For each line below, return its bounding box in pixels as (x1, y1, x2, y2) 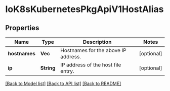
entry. (60, 68, 74, 74)
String (40, 64, 56, 71)
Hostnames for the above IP (60, 47, 126, 54)
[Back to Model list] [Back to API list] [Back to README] (5, 80, 121, 86)
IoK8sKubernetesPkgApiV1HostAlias (5, 4, 164, 15)
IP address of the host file (60, 61, 121, 68)
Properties (5, 24, 39, 32)
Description (82, 39, 112, 45)
